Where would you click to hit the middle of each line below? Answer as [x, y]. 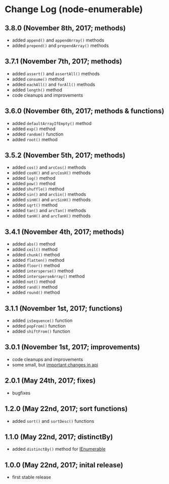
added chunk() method [36, 255]
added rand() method [35, 287]
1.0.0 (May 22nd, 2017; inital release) [64, 465]
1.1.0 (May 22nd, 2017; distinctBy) [59, 437]
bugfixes [21, 393]
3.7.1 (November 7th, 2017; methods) [64, 62]
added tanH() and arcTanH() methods [51, 216]
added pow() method [34, 184]
